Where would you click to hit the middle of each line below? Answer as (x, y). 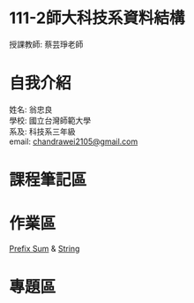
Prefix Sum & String (45, 249)
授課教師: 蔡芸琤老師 (46, 44)
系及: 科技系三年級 (42, 131)
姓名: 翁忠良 (31, 109)
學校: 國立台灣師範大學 (50, 120)
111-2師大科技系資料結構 (97, 18)
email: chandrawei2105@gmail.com (74, 141)
